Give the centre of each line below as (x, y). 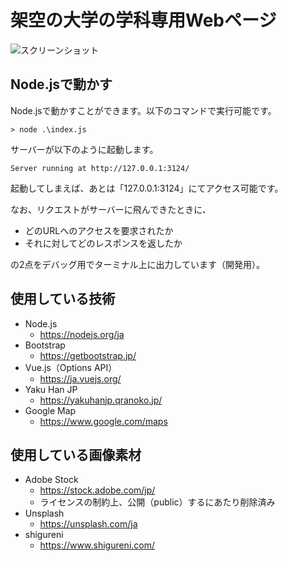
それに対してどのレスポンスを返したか (103, 243)
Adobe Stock (51, 480)
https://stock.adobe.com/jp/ (97, 490)
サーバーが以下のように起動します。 (84, 149)
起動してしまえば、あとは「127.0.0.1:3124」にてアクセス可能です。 (147, 188)
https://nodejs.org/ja (82, 334)
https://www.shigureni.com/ (97, 545)
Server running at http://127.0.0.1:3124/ (100, 168)
